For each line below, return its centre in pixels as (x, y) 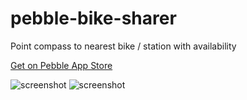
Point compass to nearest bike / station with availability (123, 46)
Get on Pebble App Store (61, 65)
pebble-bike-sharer (93, 18)
